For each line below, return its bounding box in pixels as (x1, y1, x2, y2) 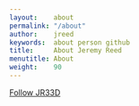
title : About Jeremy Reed (9, 46, 123, 55)
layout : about (9, 12, 74, 22)
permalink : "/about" (9, 21, 87, 30)
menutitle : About (9, 54, 74, 63)
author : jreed (9, 29, 74, 38)
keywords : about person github (9, 37, 130, 47)
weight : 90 (9, 63, 63, 72)
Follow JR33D (9, 86, 61, 98)
